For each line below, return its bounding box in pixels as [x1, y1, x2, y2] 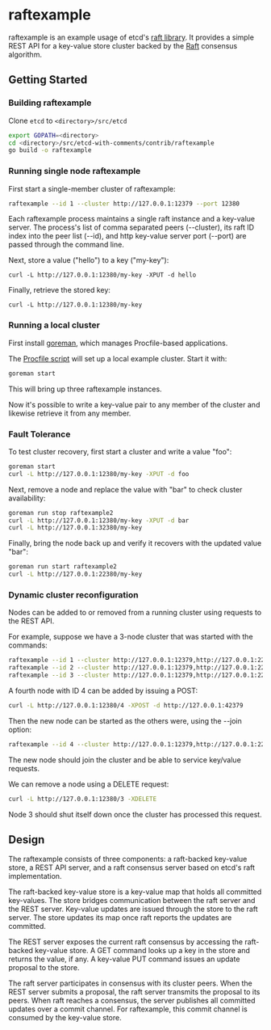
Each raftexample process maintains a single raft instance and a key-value [8, 214, 256, 224]
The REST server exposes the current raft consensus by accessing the [8, 937, 244, 947]
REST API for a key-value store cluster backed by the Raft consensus [8, 40, 238, 50]
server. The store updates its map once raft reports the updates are [8, 913, 232, 922]
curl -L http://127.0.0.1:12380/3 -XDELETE [8, 795, 157, 803]
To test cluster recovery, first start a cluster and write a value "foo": [8, 446, 232, 456]
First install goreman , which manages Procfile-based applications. [8, 338, 228, 348]
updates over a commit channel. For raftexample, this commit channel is [8, 1004, 248, 1014]
